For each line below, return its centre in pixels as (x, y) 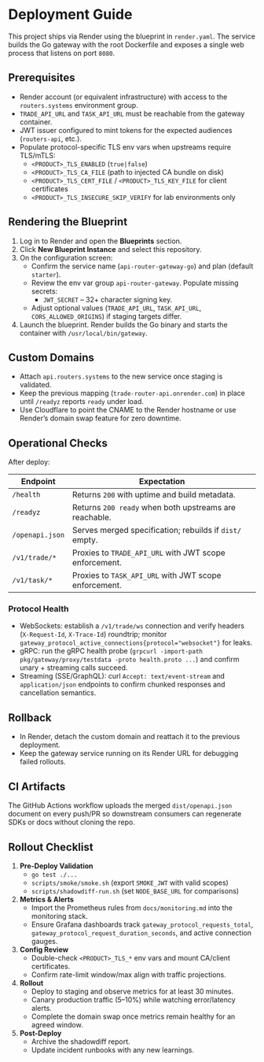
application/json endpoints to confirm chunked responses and (122, 685)
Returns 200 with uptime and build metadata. (154, 495)
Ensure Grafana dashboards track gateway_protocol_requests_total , (142, 924)
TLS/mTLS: (38, 155)
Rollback (30, 718)
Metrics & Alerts (47, 899)
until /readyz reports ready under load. (81, 401)
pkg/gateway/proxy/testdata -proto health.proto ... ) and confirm (129, 660)
